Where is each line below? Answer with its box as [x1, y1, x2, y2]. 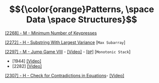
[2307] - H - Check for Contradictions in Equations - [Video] [5, 72, 124, 78]
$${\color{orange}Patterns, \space [9, 4, 154, 15]
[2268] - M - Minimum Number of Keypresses [5, 30, 97, 36]
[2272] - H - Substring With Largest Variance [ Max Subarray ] [5, 39, 125, 45]
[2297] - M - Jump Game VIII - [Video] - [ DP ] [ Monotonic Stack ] [5, 49, 131, 55]
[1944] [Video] [12, 58, 41, 64]
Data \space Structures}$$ [26, 14, 138, 25]
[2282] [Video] [12, 63, 42, 69]
